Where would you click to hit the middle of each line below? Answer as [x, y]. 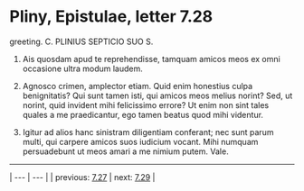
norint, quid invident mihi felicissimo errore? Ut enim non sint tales [146, 105]
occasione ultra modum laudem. [82, 68]
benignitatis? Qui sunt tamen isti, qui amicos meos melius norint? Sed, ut [157, 95]
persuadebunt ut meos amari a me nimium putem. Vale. [125, 151]
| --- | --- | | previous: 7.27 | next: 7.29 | [82, 177]
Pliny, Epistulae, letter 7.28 [111, 17]
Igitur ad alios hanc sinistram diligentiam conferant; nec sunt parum [148, 132]
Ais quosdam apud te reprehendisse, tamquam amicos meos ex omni [151, 59]
